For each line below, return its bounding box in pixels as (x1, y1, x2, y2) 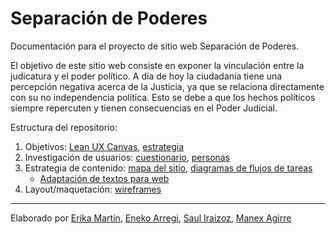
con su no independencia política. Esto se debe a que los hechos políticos (10, 91, 316, 103)
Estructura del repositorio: (10, 121, 118, 133)
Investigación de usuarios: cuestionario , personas (24, 151, 231, 163)
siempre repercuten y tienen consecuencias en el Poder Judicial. (10, 102, 278, 114)
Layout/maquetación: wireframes (24, 183, 162, 195)
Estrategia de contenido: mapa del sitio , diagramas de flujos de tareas (24, 162, 313, 174)
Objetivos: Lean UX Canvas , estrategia (24, 140, 185, 152)
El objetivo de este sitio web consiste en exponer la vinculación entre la (10, 59, 305, 71)
